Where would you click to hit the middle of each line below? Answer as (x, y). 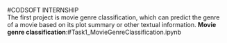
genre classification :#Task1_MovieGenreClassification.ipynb (94, 32)
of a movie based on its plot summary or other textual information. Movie (112, 25)
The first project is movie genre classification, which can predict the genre (113, 17)
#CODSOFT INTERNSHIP (43, 10)
